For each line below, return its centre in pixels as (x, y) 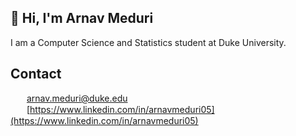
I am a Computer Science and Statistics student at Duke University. (148, 42)
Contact (36, 74)
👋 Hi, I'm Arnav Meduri (82, 18)
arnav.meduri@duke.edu (77, 98)
